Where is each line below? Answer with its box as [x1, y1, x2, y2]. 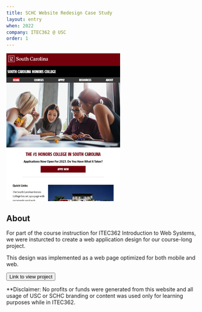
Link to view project [9, 274, 53, 280]
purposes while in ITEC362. [6, 299, 76, 306]
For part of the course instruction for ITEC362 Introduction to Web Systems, [6, 229, 196, 237]
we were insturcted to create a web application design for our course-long [6, 236, 192, 243]
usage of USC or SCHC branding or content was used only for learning [6, 292, 183, 300]
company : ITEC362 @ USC [6, 29, 67, 35]
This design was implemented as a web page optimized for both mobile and [6, 254, 196, 261]
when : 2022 [6, 23, 34, 29]
